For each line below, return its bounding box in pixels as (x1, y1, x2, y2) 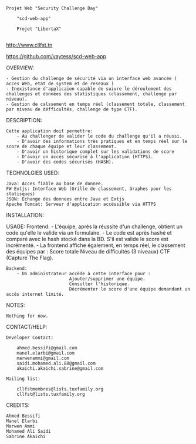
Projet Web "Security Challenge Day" (6, 5, 99, 11)
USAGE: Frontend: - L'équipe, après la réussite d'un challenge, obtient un (6, 223, 183, 230)
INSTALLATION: (6, 212, 45, 218)
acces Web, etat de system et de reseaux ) (6, 81, 114, 86)
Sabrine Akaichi (6, 433, 46, 439)
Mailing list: (6, 376, 41, 382)
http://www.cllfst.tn (6, 42, 53, 48)
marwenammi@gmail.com (16, 355, 69, 361)
